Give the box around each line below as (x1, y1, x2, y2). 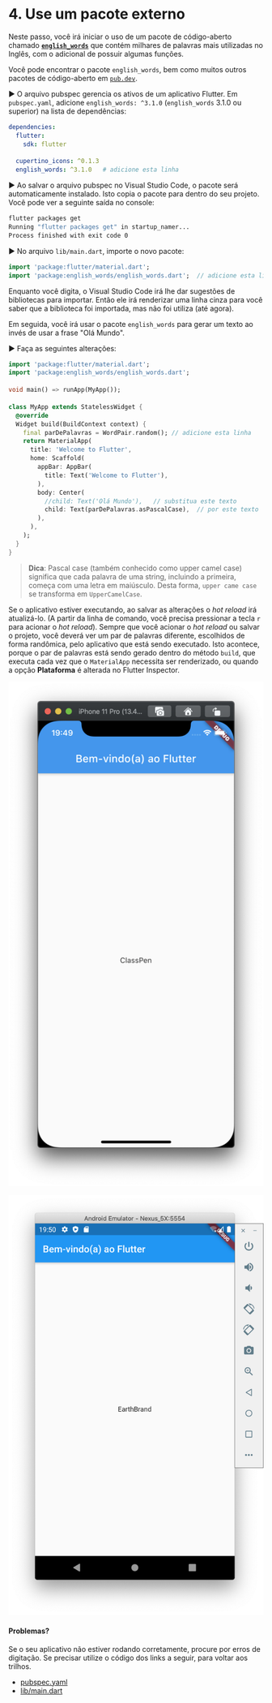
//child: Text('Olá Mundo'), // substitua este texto (44, 497, 237, 505)
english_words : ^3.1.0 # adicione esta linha (15, 166, 180, 174)
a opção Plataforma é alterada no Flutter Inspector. (8, 664, 180, 674)
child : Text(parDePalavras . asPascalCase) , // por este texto (44, 505, 259, 514)
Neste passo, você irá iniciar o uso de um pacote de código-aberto (8, 32, 232, 41)
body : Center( (37, 488, 85, 497)
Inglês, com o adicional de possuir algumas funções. (8, 49, 185, 58)
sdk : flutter (23, 140, 67, 148)
